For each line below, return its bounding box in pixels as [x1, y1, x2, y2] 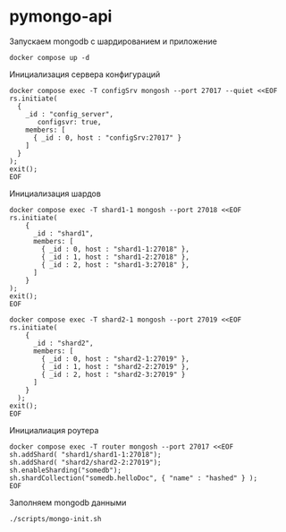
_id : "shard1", [32, 228, 94, 238]
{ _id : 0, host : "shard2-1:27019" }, [41, 354, 190, 364]
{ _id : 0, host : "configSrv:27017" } [32, 133, 181, 142]
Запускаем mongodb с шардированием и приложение [9, 36, 217, 47]
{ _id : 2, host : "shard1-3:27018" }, [41, 260, 190, 270]
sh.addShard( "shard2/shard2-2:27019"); [9, 458, 163, 467]
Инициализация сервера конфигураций [9, 69, 161, 80]
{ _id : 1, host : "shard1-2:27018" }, [41, 253, 190, 262]
